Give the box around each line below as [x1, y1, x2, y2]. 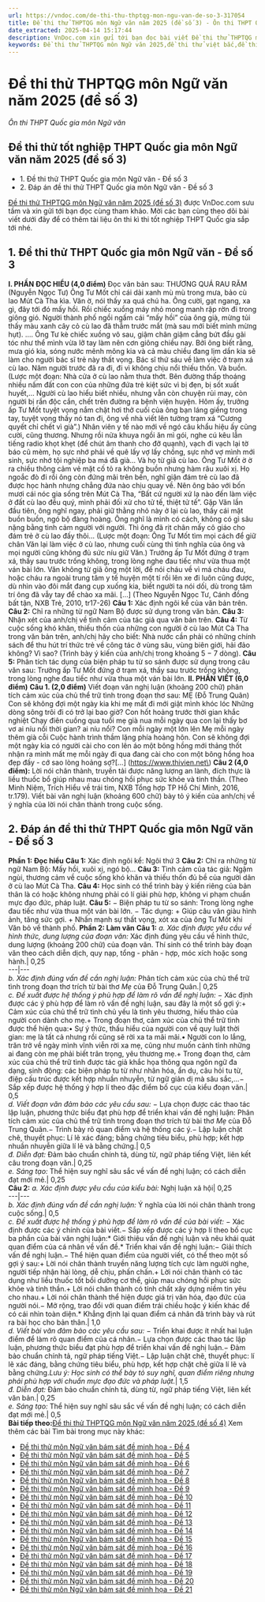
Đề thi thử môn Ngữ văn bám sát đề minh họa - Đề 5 [19, 1450, 190, 1460]
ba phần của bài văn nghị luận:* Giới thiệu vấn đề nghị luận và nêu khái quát [8, 1233, 256, 1243]
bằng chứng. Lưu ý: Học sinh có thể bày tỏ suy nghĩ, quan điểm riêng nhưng [8, 1367, 255, 1377]
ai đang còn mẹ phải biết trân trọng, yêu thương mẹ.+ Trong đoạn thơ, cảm [8, 1048, 251, 1059]
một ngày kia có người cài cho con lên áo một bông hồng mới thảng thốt [8, 740, 242, 750]
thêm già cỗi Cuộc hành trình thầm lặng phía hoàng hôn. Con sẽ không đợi [8, 732, 250, 742]
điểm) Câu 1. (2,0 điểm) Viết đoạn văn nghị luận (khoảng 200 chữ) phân [8, 682, 244, 691]
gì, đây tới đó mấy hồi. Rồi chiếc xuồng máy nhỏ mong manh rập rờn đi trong [8, 304, 257, 314]
